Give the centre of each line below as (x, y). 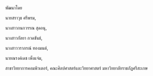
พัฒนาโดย (14, 8)
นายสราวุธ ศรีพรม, (21, 18)
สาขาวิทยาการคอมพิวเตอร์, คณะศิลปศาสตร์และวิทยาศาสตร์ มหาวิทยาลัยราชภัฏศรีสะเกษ (76, 68)
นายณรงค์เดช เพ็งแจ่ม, (24, 58)
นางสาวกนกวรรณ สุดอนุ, (26, 28)
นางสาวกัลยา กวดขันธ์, (24, 38)
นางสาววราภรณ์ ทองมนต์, (27, 48)
